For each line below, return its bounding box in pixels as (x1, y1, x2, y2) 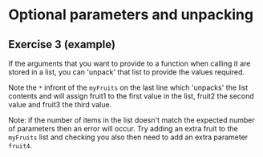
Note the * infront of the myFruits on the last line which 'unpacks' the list (8, 83, 249, 92)
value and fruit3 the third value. (8, 100, 112, 109)
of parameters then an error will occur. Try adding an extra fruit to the (8, 124, 238, 133)
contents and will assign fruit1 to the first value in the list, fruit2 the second (8, 91, 254, 101)
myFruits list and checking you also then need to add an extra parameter (8, 132, 249, 142)
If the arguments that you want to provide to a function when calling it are (8, 58, 251, 68)
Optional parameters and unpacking (8, 6, 254, 24)
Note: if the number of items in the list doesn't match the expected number (8, 115, 255, 125)
